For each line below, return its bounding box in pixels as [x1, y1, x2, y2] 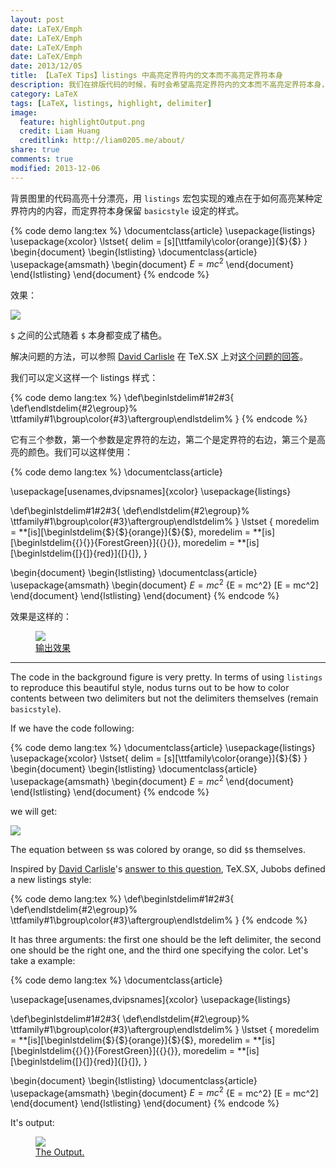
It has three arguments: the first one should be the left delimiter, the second [10, 933, 322, 945]
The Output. [35, 1146, 85, 1158]
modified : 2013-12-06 [10, 163, 101, 173]
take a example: [10, 954, 76, 966]
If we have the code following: [10, 722, 135, 734]
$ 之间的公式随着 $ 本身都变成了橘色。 [10, 329, 168, 341]
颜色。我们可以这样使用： [27, 446, 133, 458]
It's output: [10, 1117, 55, 1129]
